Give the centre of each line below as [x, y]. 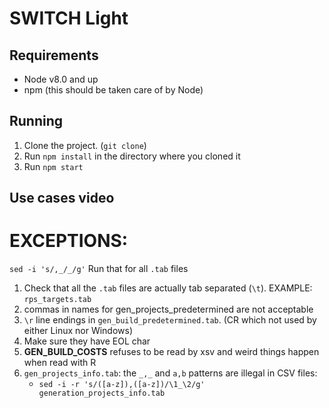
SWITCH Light [69, 18]
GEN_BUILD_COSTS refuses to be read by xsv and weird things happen [171, 352]
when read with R [60, 363]
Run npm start [53, 166]
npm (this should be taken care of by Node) [113, 90]
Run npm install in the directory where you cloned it [132, 156]
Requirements [54, 55]
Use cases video [62, 198]
